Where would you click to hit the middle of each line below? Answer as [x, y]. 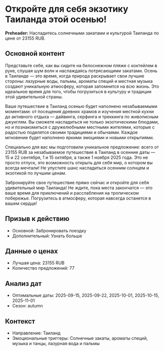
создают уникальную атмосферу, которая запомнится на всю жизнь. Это [82, 86]
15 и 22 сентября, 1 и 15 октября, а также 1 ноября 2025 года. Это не [77, 157]
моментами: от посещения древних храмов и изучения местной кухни [80, 111]
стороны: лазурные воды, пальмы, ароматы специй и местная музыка [79, 81]
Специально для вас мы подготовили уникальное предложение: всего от [82, 147]
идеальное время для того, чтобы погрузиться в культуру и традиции [78, 91]
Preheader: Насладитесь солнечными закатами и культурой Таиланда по [82, 33]
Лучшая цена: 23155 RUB [38, 263]
